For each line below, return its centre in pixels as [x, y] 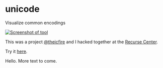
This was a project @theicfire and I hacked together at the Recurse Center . [81, 42]
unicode [22, 9]
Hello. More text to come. [31, 61]
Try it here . [16, 51]
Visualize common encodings [35, 23]
